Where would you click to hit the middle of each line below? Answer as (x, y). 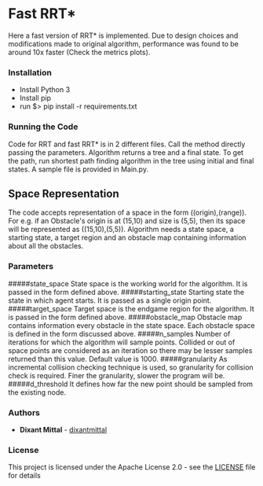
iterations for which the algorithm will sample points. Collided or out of (122, 342)
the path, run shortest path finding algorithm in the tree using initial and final (131, 160)
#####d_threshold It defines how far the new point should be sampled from (131, 384)
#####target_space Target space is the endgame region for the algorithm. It (131, 308)
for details (24, 476)
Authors (24, 412)
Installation (30, 72)
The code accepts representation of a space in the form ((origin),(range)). (128, 212)
